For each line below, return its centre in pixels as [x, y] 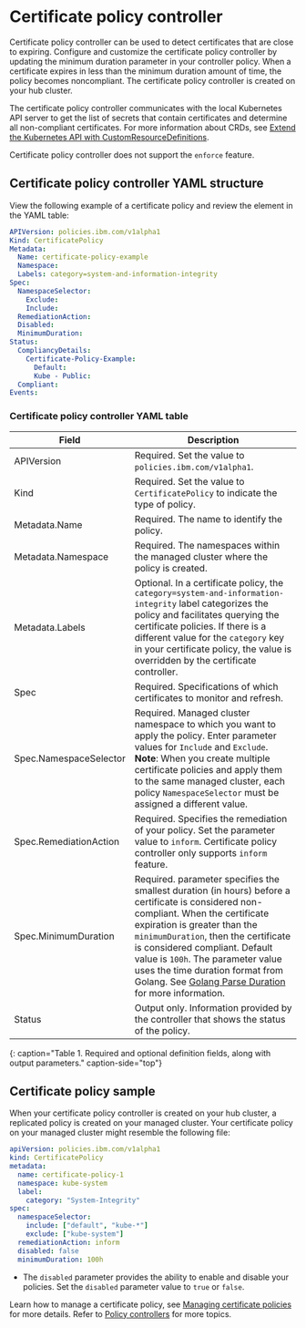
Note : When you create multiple [202, 758]
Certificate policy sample [82, 1091]
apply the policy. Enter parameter [205, 736]
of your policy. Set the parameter [205, 829]
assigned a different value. [191, 804]
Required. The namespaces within [207, 545]
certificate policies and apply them [208, 769]
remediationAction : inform [69, 1242]
